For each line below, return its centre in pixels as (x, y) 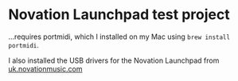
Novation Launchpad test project (119, 15)
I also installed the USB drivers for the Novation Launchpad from (114, 60)
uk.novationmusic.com (45, 68)
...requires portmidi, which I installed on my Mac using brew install (119, 37)
